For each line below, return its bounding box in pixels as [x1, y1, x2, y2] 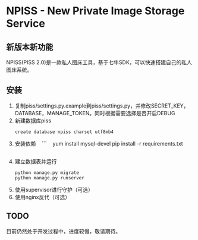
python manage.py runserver [14, 175, 84, 181]
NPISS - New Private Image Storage [6, 4, 185, 18]
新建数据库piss [14, 117, 52, 124]
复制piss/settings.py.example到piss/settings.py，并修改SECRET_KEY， [14, 102, 189, 109]
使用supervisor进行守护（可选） [14, 186, 94, 193]
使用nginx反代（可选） [14, 193, 70, 200]
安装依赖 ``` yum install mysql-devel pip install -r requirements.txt [14, 140, 183, 147]
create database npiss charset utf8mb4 [14, 129, 114, 135]
